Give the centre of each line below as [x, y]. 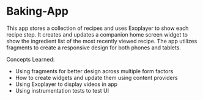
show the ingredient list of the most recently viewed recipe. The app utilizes [102, 41]
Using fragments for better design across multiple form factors [94, 71]
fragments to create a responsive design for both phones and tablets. [94, 48]
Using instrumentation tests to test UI [62, 90]
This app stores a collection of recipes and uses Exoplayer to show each [98, 28]
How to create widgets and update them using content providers [97, 77]
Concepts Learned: [31, 59]
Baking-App [38, 11]
